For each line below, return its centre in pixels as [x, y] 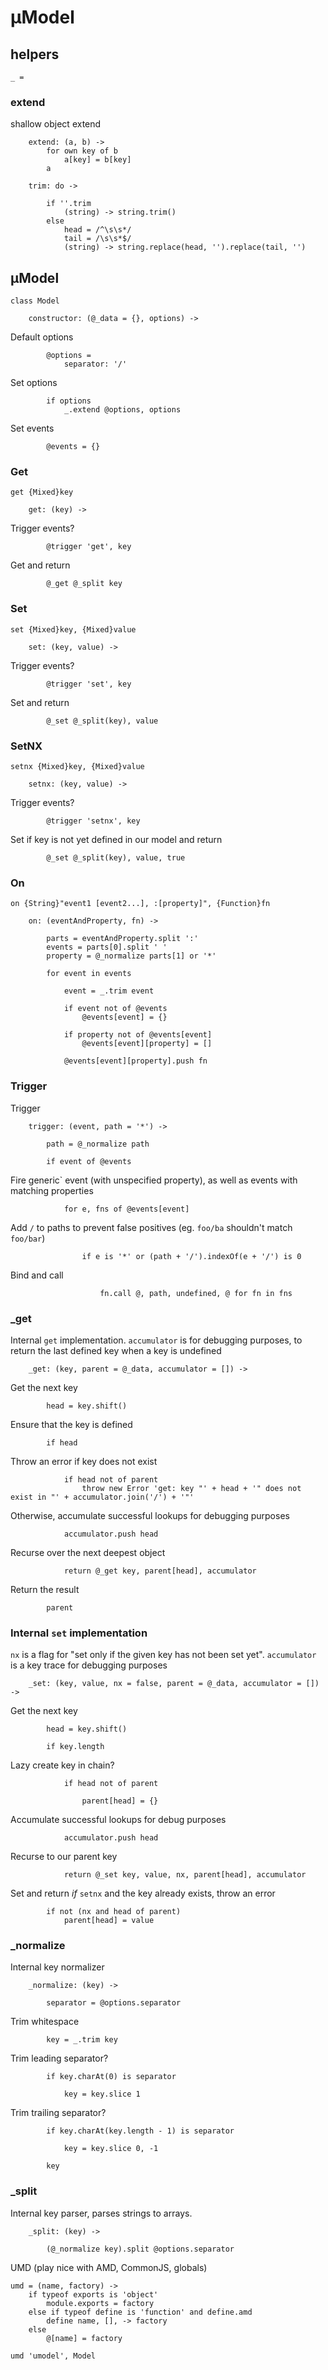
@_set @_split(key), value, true [116, 858]
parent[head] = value [109, 1921]
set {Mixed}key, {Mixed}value [73, 629]
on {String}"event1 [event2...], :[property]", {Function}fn [140, 904]
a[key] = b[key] [97, 160]
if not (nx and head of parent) [114, 1912]
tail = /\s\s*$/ [97, 239]
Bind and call [37, 1275]
